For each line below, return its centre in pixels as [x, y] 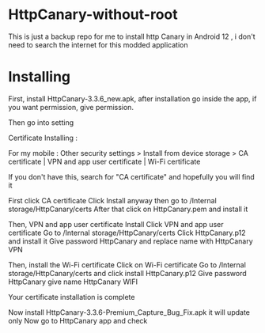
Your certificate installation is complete [72, 297]
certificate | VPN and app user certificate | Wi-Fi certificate [104, 161]
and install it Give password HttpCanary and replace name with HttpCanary [131, 241]
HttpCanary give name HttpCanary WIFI [73, 282]
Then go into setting [41, 122]
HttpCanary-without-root [93, 15]
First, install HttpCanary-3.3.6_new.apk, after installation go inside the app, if [132, 98]
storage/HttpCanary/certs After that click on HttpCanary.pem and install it [128, 209]
